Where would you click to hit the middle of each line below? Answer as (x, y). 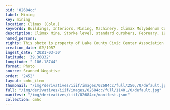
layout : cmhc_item (25, 81)
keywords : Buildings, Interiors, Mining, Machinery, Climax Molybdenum (82, 29)
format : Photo (20, 66)
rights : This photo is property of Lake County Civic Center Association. (86, 43)
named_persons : (21, 39)
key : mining (18, 19)
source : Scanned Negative (32, 71)
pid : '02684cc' (21, 10)
